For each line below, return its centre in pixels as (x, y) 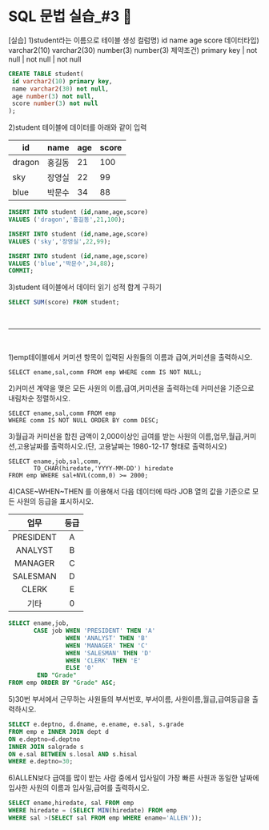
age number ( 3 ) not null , (53, 96)
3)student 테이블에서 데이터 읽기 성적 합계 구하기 (85, 287)
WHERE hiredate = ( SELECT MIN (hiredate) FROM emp (93, 811)
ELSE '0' (80, 668)
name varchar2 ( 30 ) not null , (60, 89)
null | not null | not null (45, 59)
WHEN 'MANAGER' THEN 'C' (107, 646)
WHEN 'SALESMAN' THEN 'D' (108, 653)
